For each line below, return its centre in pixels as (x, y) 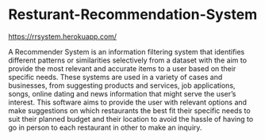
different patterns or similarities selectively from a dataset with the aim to (128, 60)
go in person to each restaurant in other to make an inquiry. (105, 127)
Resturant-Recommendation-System (133, 15)
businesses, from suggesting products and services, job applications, (122, 85)
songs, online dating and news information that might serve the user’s (122, 93)
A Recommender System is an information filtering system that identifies (127, 51)
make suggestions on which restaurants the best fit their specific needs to (130, 110)
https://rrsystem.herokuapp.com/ (63, 36)
